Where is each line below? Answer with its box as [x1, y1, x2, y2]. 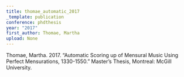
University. [6, 64, 32, 71]
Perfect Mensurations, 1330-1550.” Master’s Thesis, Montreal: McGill [6, 58, 172, 65]
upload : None [6, 36, 38, 41]
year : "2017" [6, 24, 38, 31]
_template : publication [6, 14, 64, 20]
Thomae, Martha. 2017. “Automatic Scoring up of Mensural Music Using [6, 52, 179, 58]
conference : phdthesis [6, 19, 62, 25]
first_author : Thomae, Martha [6, 30, 80, 36]
